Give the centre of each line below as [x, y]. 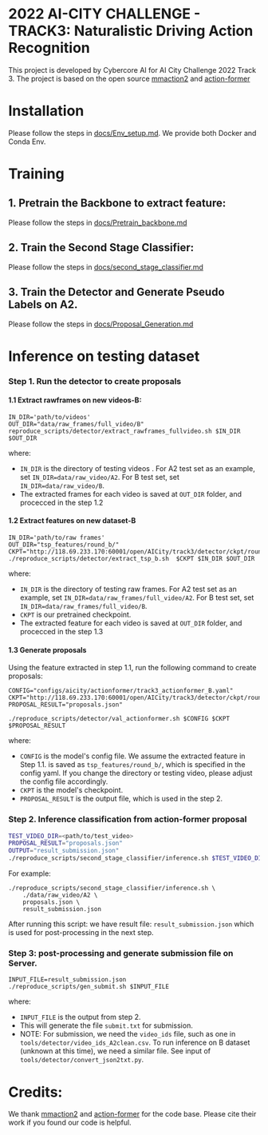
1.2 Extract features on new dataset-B [72, 521]
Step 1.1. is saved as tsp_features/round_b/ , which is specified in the [132, 765]
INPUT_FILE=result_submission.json [67, 980]
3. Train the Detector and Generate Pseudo [116, 292]
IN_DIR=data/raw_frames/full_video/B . [83, 606]
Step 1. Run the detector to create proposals [95, 381]
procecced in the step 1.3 [61, 632]
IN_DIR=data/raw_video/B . [62, 486]
